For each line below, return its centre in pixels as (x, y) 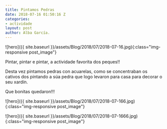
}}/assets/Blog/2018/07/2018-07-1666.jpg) (94, 116)
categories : (17, 19)
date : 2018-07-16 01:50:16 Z (35, 14)
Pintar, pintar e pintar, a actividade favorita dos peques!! (63, 62)
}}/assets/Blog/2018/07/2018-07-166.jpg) (93, 101)
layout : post (19, 28)
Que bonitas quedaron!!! (30, 92)
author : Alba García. (28, 33)
